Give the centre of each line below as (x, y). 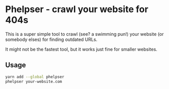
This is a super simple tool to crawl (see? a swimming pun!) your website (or (85, 34)
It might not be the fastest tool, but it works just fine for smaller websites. (81, 49)
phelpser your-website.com (34, 81)
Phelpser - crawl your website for (77, 9)
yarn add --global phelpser (35, 77)
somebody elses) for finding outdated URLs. (51, 39)
